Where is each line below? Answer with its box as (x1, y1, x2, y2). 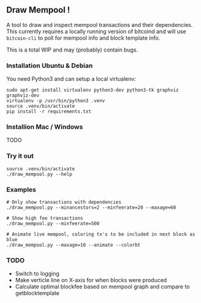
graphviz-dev (6, 92, 40, 99)
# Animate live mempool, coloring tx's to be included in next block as (6, 231, 196, 238)
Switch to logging (15, 270, 60, 277)
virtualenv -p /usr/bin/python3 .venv (6, 98, 105, 104)
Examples (6, 185, 37, 193)
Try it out (6, 152, 34, 160)
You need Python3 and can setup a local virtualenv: (6, 75, 136, 83)
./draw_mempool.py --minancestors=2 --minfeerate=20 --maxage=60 (6, 204, 176, 211)
